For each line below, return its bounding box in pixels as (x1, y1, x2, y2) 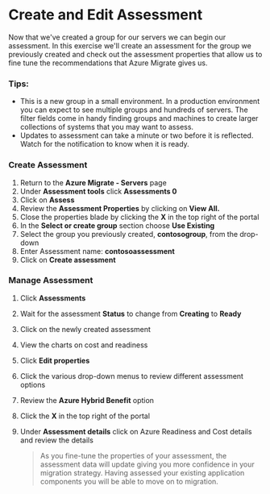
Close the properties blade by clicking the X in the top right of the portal (19, 212, 260, 222)
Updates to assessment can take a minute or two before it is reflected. (19, 131, 254, 140)
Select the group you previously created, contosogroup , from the (19, 229, 239, 239)
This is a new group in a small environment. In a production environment (19, 97, 260, 106)
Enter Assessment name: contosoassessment (19, 246, 175, 255)
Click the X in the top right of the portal (19, 411, 151, 421)
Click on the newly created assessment (19, 324, 152, 334)
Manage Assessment (8, 275, 93, 286)
